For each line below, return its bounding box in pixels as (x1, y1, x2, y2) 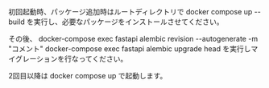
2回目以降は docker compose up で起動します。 (8, 71, 168, 80)
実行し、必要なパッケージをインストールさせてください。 (33, 17, 224, 26)
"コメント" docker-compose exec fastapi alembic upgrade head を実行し (8, 44, 251, 54)
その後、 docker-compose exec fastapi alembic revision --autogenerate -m (8, 34, 259, 43)
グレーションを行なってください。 (14, 54, 128, 63)
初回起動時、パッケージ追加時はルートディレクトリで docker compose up (8, 7, 253, 16)
